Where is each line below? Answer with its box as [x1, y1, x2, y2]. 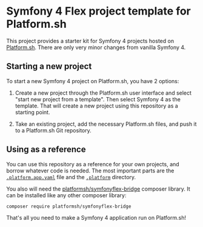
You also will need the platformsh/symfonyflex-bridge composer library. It [6, 185, 191, 192]
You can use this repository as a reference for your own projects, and [6, 160, 180, 168]
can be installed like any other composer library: [6, 191, 127, 198]
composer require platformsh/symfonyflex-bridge [6, 203, 131, 209]
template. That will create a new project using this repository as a [15, 102, 179, 109]
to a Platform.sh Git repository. [15, 126, 92, 134]
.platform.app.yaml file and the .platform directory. [6, 173, 136, 180]
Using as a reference [6, 144, 86, 155]
